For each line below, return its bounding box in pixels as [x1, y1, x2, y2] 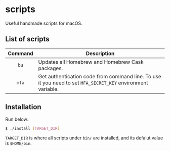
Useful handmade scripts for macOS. [5, 20, 82, 26]
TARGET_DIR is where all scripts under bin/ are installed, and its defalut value [5, 135, 163, 141]
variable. [38, 85, 59, 92]
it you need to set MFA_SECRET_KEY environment [38, 79, 148, 86]
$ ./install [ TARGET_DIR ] [5, 126, 60, 131]
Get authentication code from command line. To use [38, 73, 162, 80]
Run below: [5, 116, 29, 122]
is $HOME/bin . [5, 140, 32, 146]
